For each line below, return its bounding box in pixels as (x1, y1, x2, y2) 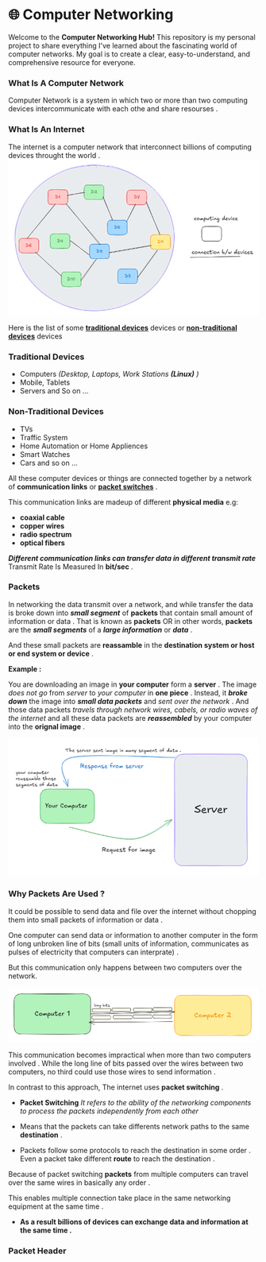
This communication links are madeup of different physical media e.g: (8, 497, 238, 506)
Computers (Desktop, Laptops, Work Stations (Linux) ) (19, 370, 199, 379)
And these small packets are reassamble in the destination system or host (8, 640, 255, 649)
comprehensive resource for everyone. (8, 57, 136, 67)
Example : (8, 664, 42, 673)
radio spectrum (19, 529, 72, 539)
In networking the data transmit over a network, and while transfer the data (8, 599, 254, 609)
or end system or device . (8, 648, 94, 658)
